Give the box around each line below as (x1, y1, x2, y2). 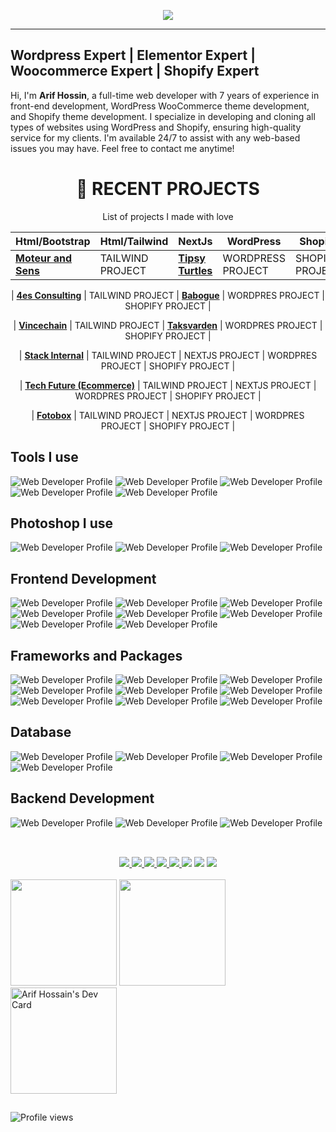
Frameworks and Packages (10, 647, 183, 664)
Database (10, 724, 72, 741)
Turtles (178, 263, 213, 277)
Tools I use (10, 449, 79, 466)
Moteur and (15, 251, 73, 265)
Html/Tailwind (99, 234, 169, 248)
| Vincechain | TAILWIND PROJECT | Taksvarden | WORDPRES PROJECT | (13, 319, 323, 331)
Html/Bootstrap (15, 234, 91, 248)
